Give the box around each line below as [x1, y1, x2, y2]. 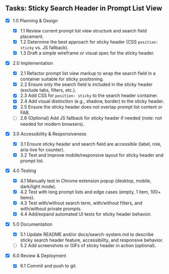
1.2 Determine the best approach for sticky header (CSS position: [20, 39, 158, 45]
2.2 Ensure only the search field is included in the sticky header [20, 81, 153, 88]
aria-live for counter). [20, 147, 65, 153]
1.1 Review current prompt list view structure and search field [20, 27, 147, 33]
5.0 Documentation [12, 221, 53, 227]
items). [20, 194, 35, 200]
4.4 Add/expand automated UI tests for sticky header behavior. [20, 211, 152, 217]
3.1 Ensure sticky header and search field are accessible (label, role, [20, 141, 162, 147]
